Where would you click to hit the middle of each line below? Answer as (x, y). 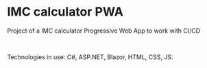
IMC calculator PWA (65, 12)
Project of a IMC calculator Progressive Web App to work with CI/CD (104, 31)
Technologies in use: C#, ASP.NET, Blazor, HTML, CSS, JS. (90, 57)
